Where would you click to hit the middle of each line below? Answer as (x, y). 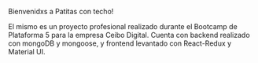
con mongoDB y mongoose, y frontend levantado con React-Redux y (120, 43)
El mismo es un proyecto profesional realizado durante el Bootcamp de (123, 26)
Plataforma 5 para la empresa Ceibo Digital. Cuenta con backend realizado (129, 35)
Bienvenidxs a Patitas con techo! (61, 11)
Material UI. (27, 52)
